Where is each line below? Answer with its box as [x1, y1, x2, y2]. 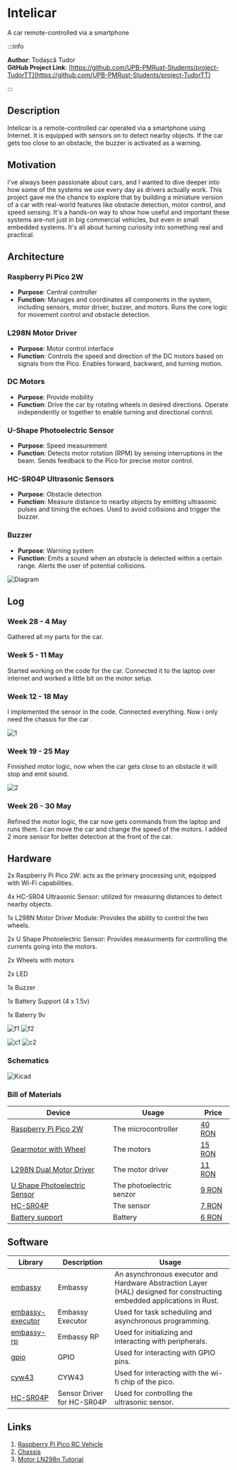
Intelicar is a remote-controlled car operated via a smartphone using [7, 124, 206, 132]
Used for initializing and [114, 1327, 193, 1337]
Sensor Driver [57, 1388, 104, 1398]
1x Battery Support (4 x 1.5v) [7, 997, 90, 1005]
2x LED [7, 969, 28, 979]
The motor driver [112, 1165, 169, 1175]
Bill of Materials [7, 1089, 62, 1099]
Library [18, 1257, 44, 1267]
